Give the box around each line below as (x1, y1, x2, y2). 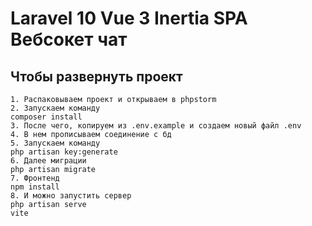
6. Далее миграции (10, 156, 87, 166)
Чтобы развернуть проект (10, 68, 183, 85)
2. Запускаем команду (10, 103, 101, 113)
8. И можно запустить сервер (10, 191, 132, 201)
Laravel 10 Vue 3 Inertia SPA (10, 7, 248, 30)
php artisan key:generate (10, 147, 118, 157)
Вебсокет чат (10, 28, 128, 51)
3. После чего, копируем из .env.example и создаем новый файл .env (10, 121, 302, 131)
